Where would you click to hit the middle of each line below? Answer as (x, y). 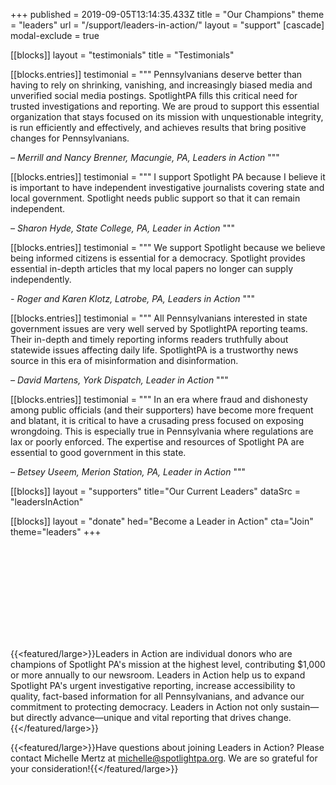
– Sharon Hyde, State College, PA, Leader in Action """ (123, 228)
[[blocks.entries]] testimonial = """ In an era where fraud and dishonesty (159, 399)
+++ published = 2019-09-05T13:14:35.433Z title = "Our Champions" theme (167, 14)
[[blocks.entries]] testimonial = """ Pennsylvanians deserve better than (156, 74)
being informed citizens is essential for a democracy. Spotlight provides (158, 258)
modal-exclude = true (55, 35)
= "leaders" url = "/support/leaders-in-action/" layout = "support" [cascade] (167, 25)
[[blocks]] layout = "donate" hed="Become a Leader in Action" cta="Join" (162, 521)
